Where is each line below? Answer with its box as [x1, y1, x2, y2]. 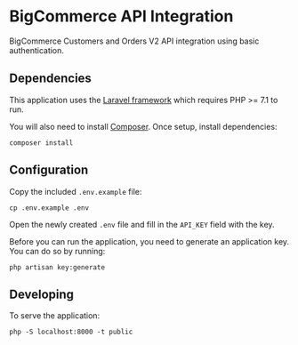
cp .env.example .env [9, 203, 90, 213]
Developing [9, 286, 74, 301]
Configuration [9, 163, 89, 178]
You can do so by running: [9, 245, 106, 256]
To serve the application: [9, 310, 101, 321]
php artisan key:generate [9, 262, 105, 272]
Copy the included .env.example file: [9, 186, 142, 197]
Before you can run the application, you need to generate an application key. [9, 236, 290, 246]
